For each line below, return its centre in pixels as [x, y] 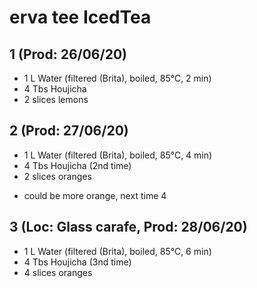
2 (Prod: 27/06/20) [69, 131]
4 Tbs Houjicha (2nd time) [77, 165]
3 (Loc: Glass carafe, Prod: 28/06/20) [128, 227]
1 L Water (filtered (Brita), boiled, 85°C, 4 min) [118, 155]
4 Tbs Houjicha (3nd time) [77, 262]
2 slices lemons [56, 99]
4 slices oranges [58, 272]
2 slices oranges [57, 176]
